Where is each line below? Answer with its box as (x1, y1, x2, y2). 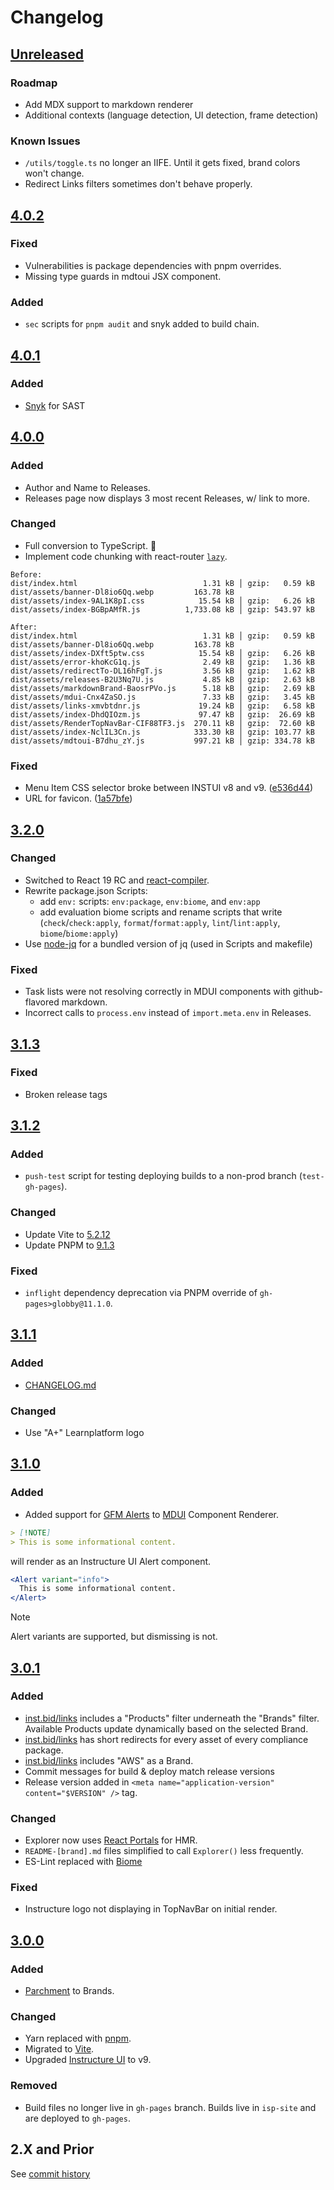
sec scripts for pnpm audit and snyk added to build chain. (24, 318, 260, 330)
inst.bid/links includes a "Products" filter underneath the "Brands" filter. (24, 1712, 320, 1724)
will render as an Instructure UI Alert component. (10, 1555, 212, 1567)
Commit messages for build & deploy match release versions (24, 1765, 275, 1777)
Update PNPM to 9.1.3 (24, 1239, 115, 1251)
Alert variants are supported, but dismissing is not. (10, 1631, 218, 1643)
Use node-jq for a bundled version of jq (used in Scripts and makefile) (24, 937, 313, 950)
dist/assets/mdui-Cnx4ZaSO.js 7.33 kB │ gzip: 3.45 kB (10, 692, 315, 702)
